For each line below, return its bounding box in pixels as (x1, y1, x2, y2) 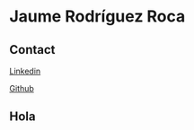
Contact (9, 42, 56, 57)
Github (9, 83, 34, 93)
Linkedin (9, 65, 41, 76)
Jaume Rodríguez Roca (9, 6, 186, 27)
